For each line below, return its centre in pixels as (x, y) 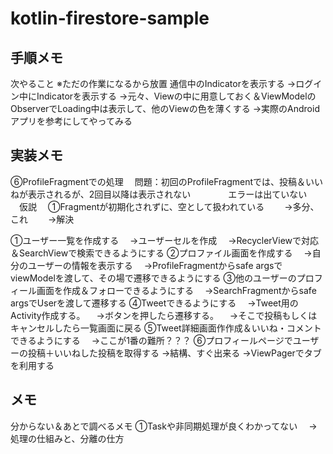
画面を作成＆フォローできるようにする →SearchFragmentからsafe (176, 290)
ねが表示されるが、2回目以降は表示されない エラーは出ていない (159, 194)
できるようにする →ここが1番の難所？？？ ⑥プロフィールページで (151, 340)
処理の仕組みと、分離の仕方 (67, 438)
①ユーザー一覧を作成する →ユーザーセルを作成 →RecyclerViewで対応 (165, 240)
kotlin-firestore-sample (110, 18)
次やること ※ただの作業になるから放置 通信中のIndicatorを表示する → (153, 83)
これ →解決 (42, 219)
